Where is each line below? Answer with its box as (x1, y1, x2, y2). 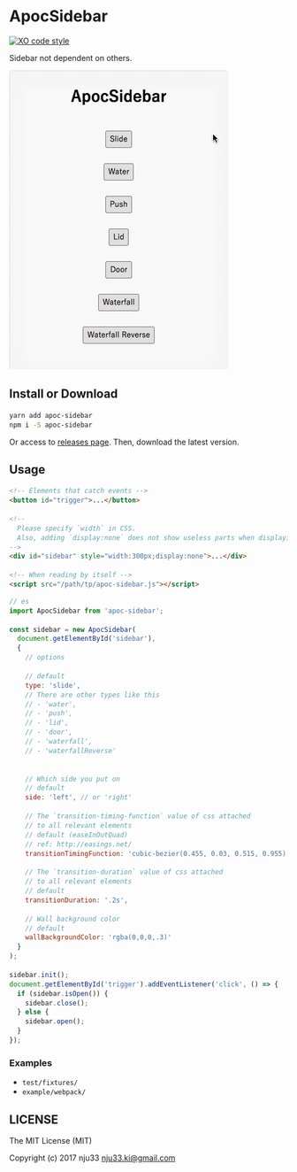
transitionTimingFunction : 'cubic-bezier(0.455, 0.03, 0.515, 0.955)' (25, 849, 291, 858)
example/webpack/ (21, 1088, 87, 1097)
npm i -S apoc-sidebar (9, 420, 93, 429)
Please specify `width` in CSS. (17, 524, 137, 533)
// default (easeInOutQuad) (25, 830, 128, 839)
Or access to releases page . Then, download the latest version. (9, 436, 240, 447)
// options (25, 653, 65, 662)
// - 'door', (25, 728, 73, 736)
